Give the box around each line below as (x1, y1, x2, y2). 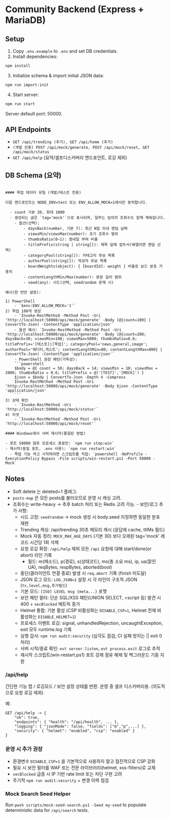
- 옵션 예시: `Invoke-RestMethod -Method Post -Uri (14, 327, 122, 332)
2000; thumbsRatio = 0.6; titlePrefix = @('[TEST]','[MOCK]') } (5, 370, 144, 376)
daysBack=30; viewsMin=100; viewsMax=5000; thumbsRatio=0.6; (5, 337, 138, 342)
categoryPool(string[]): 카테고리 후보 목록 (27, 253, 115, 258)
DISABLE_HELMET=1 (38, 615, 75, 620)
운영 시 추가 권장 (5, 746, 43, 753)
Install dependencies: (12, 53, 58, 59)
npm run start (5, 101, 36, 106)
